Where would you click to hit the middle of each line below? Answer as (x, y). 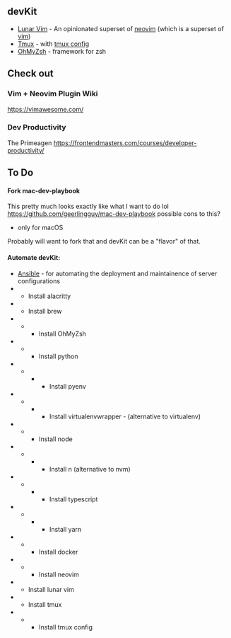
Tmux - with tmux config (53, 44)
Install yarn (65, 529)
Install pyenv (67, 386)
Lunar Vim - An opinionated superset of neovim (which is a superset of (121, 28)
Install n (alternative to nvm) (90, 469)
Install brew (45, 311)
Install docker (58, 552)
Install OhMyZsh (63, 334)
